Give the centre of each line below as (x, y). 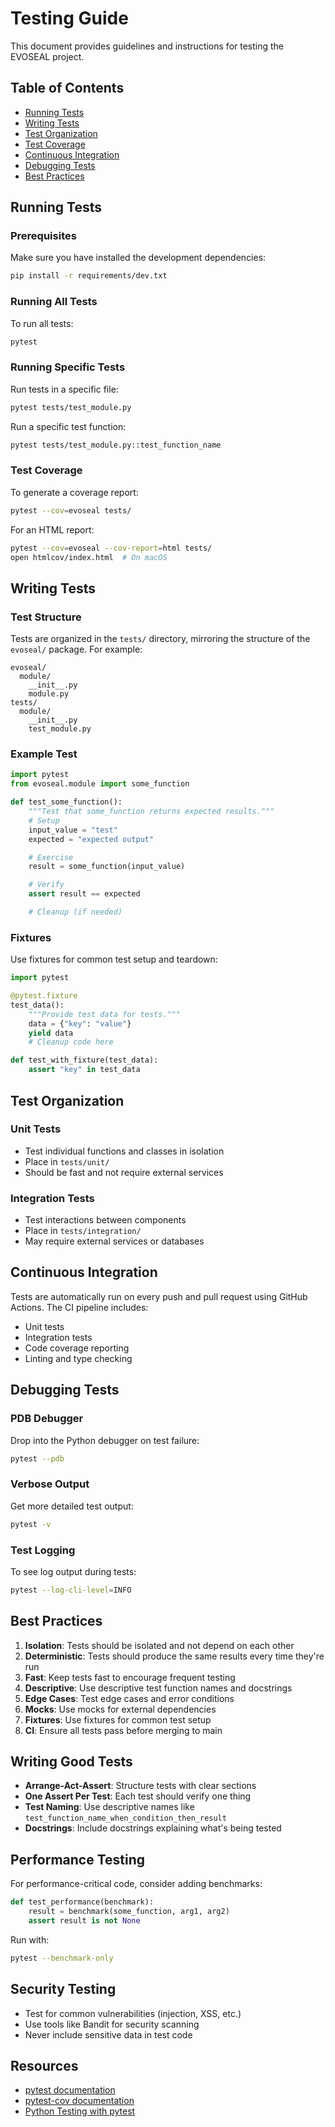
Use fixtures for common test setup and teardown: (114, 959)
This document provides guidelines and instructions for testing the (147, 46)
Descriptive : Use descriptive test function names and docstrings (158, 1688)
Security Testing (63, 1989)
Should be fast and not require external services (124, 1172)
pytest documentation (70, 2090)
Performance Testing (78, 1859)
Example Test (44, 754)
